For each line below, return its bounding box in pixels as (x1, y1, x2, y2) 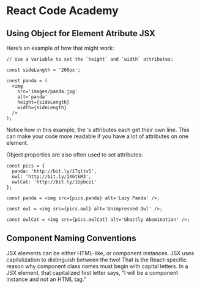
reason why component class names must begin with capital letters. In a (6, 262, 188, 270)
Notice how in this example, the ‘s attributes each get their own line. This (6, 126, 190, 133)
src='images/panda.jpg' (17, 88, 78, 94)
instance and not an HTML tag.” (6, 276, 87, 283)
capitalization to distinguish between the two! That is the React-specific (6, 256, 187, 263)
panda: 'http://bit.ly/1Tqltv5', (12, 168, 97, 174)
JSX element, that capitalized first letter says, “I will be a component (6, 269, 179, 276)
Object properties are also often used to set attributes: (6, 151, 143, 158)
